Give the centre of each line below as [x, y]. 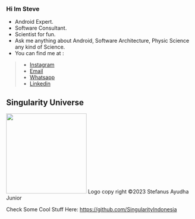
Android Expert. [34, 22]
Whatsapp [42, 77]
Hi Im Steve [23, 9]
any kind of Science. [40, 47]
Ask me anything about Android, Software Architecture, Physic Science [102, 41]
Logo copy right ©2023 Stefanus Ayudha [138, 192]
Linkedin [40, 84]
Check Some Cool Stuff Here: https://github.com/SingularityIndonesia [92, 210]
